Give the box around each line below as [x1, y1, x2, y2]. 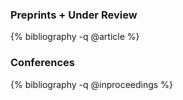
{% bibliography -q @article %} [10, 31, 140, 43]
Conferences [10, 56, 75, 70]
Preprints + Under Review [10, 8, 138, 22]
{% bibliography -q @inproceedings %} [10, 78, 173, 90]
